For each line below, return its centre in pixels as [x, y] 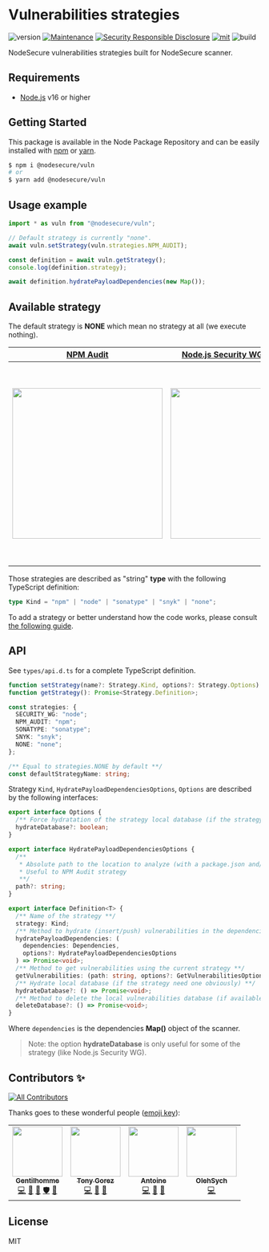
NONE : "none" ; [39, 744]
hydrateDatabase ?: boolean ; [62, 828]
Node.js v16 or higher [55, 97]
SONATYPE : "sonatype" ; [53, 730]
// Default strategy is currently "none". [80, 238]
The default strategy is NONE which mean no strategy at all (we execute [127, 326]
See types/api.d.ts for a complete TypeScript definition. [102, 670]
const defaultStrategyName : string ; [69, 774]
